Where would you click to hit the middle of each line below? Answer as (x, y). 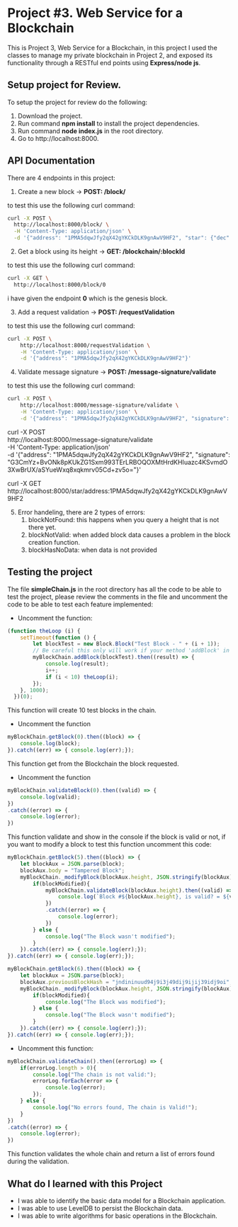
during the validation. (38, 1161)
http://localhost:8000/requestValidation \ (85, 345)
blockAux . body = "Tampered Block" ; (73, 870)
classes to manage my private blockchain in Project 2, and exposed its (110, 55)
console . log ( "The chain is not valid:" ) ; (95, 1075)
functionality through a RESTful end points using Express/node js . (104, 62)
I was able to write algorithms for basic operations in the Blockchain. (117, 1216)
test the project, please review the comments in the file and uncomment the (118, 596)
